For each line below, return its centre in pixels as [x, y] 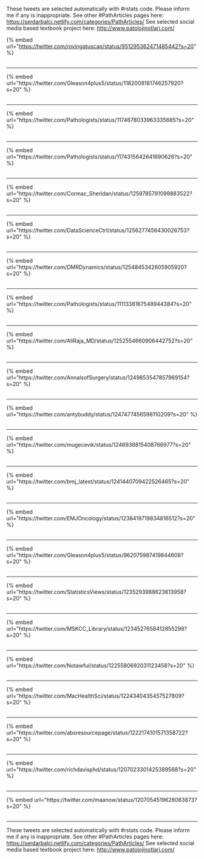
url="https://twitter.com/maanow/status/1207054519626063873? [116, 800]
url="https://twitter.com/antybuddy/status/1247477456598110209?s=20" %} [102, 414]
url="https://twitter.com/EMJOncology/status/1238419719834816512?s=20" [101, 518]
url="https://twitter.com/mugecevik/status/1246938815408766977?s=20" [99, 445]
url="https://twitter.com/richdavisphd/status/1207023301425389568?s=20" [101, 769]
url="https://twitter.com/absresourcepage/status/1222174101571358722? [97, 733]
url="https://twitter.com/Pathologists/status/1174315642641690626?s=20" [100, 157]
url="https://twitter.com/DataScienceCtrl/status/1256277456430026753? [98, 230]
